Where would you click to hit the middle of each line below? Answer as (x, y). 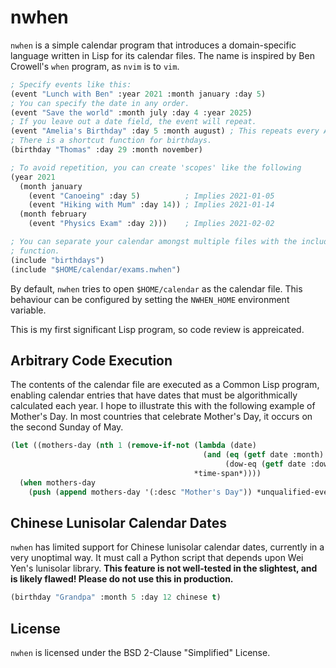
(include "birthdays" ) (57, 260)
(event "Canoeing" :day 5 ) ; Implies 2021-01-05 (151, 196)
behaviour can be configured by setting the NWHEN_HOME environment (150, 299)
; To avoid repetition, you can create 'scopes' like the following (156, 167)
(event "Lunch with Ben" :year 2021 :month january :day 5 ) (138, 94)
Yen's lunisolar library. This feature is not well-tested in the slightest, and (164, 568)
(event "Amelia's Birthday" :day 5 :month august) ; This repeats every (165, 131)
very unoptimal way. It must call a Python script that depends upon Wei (157, 558)
